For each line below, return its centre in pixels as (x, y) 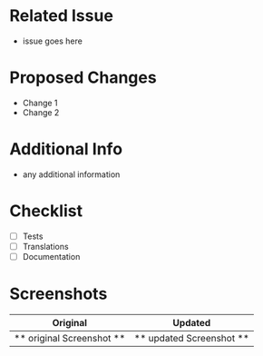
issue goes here (53, 41)
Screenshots (58, 294)
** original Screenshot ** (70, 338)
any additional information (71, 174)
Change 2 (41, 112)
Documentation (51, 256)
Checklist (46, 211)
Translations (46, 246)
